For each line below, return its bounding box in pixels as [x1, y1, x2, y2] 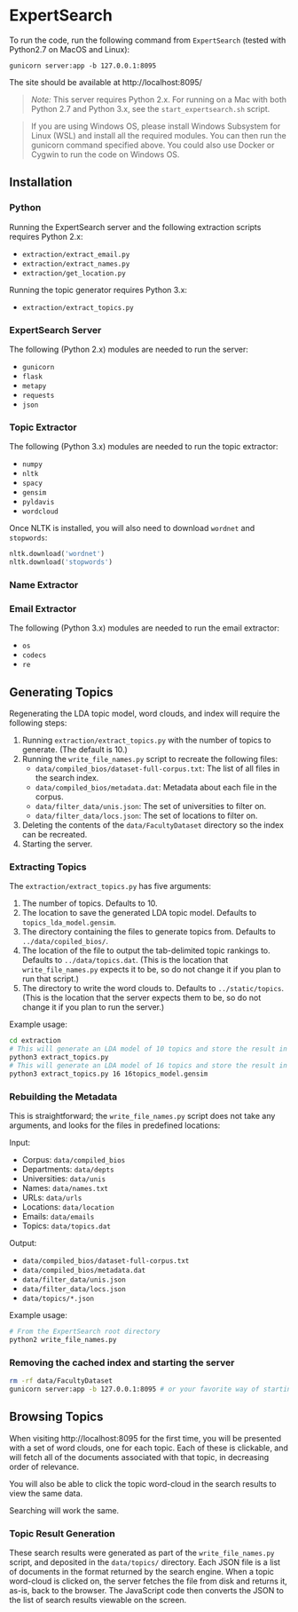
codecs [21, 651, 47, 660]
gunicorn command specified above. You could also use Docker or [30, 139, 275, 150]
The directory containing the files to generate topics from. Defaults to [21, 926, 277, 937]
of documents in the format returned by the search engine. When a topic [9, 1566, 275, 1576]
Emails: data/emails [21, 1211, 95, 1221]
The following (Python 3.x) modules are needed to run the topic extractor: [9, 441, 278, 452]
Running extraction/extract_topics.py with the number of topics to [21, 735, 272, 745]
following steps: [9, 718, 67, 728]
